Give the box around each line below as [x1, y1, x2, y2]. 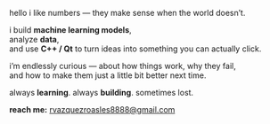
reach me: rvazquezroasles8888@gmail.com [9, 105, 176, 114]
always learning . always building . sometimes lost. [9, 88, 194, 97]
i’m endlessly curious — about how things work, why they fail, [9, 61, 236, 71]
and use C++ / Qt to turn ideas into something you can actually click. [9, 43, 262, 54]
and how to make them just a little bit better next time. [9, 70, 207, 81]
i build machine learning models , [9, 25, 132, 35]
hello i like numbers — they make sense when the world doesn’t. [9, 8, 246, 18]
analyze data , [9, 35, 60, 44]
